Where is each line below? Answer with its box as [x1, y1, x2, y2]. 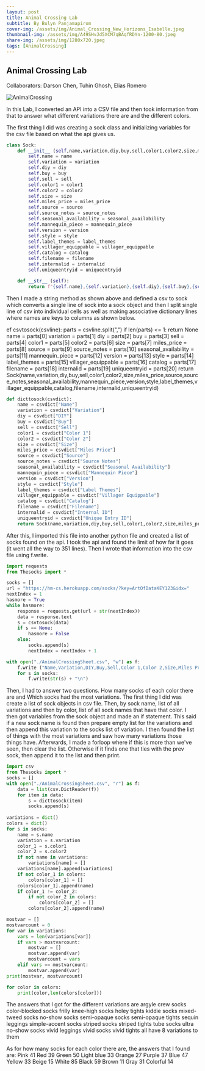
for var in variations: [6, 928, 67, 934]
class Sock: [6, 142, 37, 148]
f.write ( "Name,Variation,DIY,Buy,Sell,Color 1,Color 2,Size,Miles [17, 665, 192, 671]
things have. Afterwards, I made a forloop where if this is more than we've [6, 739, 192, 746]
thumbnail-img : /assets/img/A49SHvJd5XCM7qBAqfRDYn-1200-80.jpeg [6, 32, 176, 38]
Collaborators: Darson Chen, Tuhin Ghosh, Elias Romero [6, 82, 147, 89]
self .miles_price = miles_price [28, 199, 111, 205]
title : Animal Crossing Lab [6, 15, 78, 21]
